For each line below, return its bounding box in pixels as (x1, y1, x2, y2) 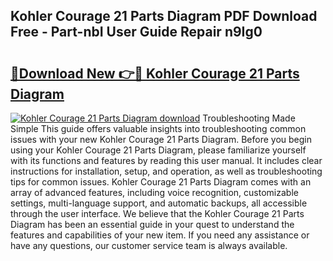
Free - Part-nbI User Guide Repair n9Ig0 (10, 24, 263, 41)
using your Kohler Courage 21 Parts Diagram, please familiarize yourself (10, 144, 307, 156)
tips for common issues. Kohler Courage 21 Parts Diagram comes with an (10, 176, 312, 188)
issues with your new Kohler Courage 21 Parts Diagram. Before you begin (10, 134, 312, 145)
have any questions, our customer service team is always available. (10, 240, 288, 251)
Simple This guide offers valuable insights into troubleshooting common (10, 123, 307, 134)
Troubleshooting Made (202, 112, 296, 124)
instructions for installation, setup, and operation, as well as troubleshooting (10, 165, 323, 177)
